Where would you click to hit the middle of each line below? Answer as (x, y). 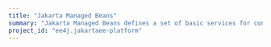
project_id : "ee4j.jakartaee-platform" (75, 30)
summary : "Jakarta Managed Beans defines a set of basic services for (129, 23)
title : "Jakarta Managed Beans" (63, 16)
